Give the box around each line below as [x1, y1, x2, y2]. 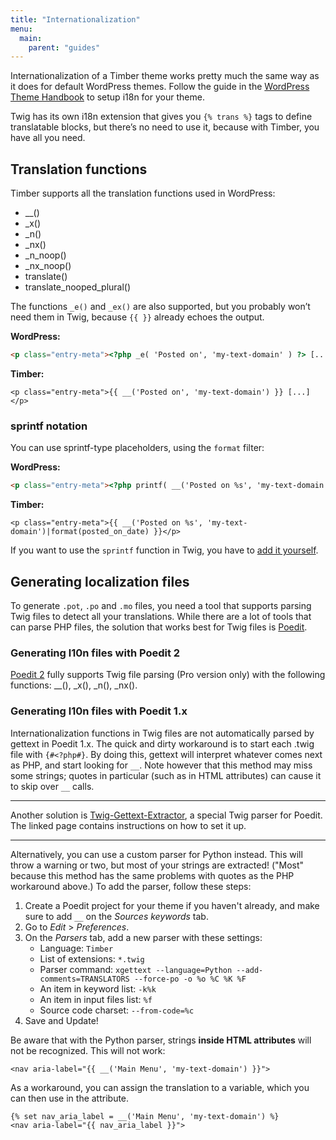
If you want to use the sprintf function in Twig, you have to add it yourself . [10, 544, 319, 556]
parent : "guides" [28, 42, 101, 53]
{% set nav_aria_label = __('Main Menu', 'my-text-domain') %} [10, 1111, 280, 1121]
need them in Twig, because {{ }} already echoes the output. [10, 311, 265, 323]
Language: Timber [39, 942, 114, 954]
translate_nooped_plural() [24, 281, 132, 293]
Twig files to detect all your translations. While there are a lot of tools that [10, 610, 312, 622]
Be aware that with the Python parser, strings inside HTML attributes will [10, 1034, 312, 1046]
